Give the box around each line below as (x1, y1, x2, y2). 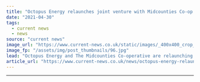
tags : (6, 20, 20, 26)
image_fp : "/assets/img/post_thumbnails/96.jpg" (6, 48, 129, 53)
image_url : (6, 42, 33, 48)
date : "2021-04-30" (6, 14, 55, 20)
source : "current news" (6, 36, 65, 42)
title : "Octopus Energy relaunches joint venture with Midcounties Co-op (6, 8, 193, 15)
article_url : (6, 58, 39, 64)
